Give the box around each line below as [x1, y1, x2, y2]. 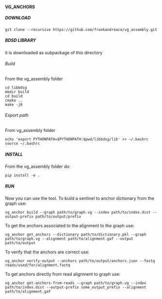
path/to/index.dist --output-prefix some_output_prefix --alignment [5, 284, 146, 290]
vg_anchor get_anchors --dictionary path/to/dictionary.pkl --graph [5, 232, 146, 237]
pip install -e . [5, 173, 40, 178]
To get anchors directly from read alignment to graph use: [5, 271, 121, 277]
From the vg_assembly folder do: [5, 163, 71, 169]
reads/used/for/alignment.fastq [5, 263, 70, 267]
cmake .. [5, 98, 23, 103]
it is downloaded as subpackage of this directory [5, 50, 103, 55]
